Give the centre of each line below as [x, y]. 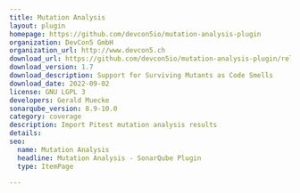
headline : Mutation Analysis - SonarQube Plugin [109, 158]
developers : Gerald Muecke [59, 100]
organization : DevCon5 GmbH [62, 42]
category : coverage [46, 117]
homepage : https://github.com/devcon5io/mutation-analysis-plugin [135, 34]
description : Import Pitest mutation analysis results [113, 125]
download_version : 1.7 [51, 68]
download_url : [36, 59]
